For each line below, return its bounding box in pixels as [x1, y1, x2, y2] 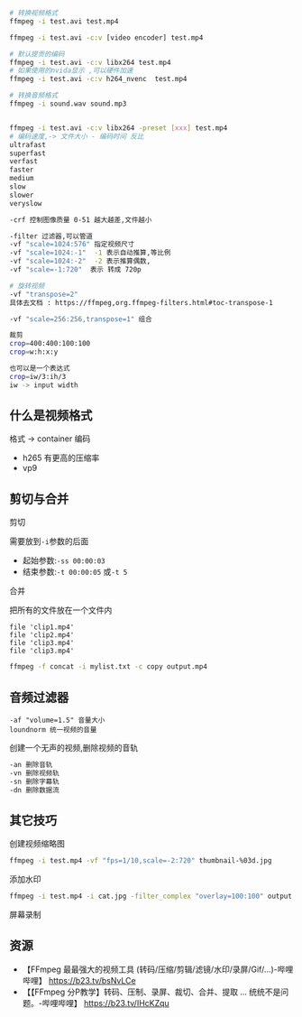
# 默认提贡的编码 [9, 50, 65, 59]
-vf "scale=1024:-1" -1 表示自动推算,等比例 [9, 248, 171, 257]
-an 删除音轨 [9, 760, 53, 769]
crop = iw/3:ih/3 [9, 372, 67, 381]
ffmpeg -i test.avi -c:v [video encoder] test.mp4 [9, 32, 204, 42]
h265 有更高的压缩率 [22, 452, 100, 464]
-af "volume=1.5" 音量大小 [9, 716, 105, 725]
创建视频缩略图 [9, 838, 65, 849]
